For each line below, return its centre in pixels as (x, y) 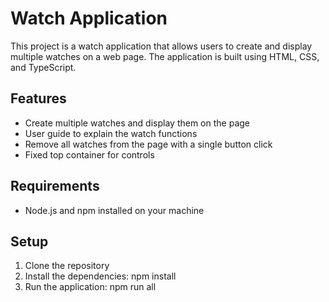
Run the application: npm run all (90, 287)
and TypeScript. (43, 67)
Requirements (55, 186)
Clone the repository (67, 266)
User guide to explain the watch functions (111, 133)
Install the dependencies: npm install (100, 276)
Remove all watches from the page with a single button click (148, 144)
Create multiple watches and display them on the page (137, 123)
